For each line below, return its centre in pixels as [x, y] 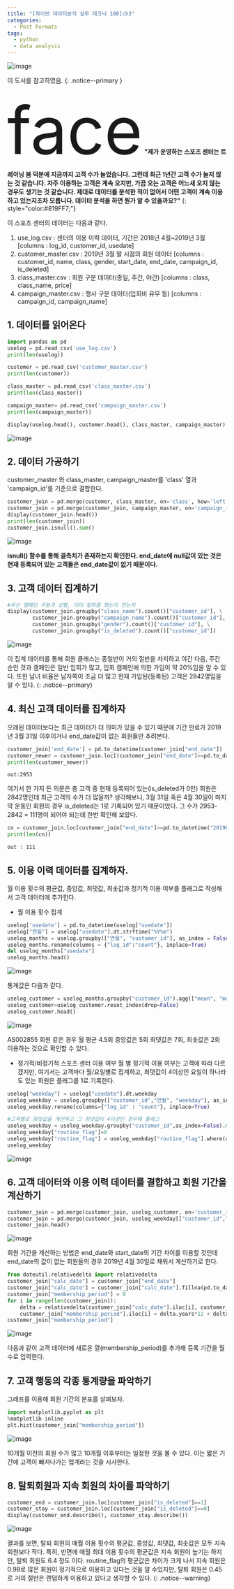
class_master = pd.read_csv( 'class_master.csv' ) [79, 386]
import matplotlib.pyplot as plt [56, 1412]
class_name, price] [44, 285]
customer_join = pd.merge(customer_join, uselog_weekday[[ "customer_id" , [117, 1219]
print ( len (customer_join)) [46, 521]
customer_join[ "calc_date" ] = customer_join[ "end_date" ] [92, 1282]
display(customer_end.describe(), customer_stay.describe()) [98, 1516]
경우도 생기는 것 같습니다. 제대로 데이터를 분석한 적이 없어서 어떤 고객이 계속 [109, 192]
